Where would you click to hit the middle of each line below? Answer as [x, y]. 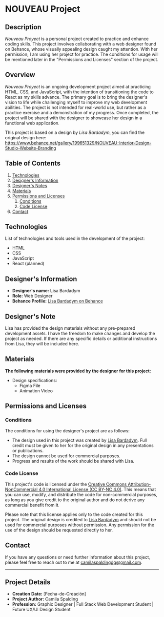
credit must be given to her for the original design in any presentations [83, 445]
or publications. [28, 450]
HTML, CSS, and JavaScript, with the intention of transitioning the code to [79, 92]
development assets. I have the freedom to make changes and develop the [80, 334]
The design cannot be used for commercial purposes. [66, 456]
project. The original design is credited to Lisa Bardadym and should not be [81, 519]
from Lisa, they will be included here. [42, 344]
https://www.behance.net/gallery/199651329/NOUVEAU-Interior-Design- [78, 143]
